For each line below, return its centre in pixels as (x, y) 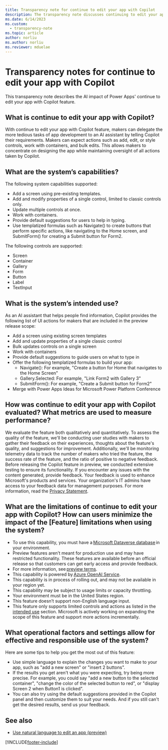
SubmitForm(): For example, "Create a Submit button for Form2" (86, 384)
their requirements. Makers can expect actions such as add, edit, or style (80, 140)
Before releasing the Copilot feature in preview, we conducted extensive (79, 464)
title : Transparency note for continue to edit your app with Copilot (80, 10)
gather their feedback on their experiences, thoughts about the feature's (80, 443)
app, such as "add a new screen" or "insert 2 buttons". (69, 667)
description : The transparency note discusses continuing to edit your (81, 15)
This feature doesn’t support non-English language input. (71, 601)
